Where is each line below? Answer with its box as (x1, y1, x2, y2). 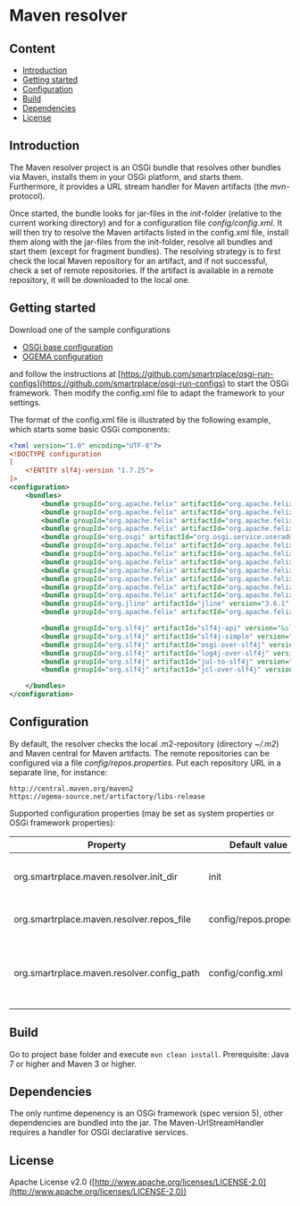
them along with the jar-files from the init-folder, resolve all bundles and (9, 236, 273, 247)
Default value (229, 838, 288, 851)
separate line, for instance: (9, 766, 108, 777)
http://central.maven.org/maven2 (9, 784, 134, 793)
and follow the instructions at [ (9, 368, 121, 379)
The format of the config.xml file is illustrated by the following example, (9, 414, 271, 425)
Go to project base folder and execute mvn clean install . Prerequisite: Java (9, 1048, 289, 1059)
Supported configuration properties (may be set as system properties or (9, 808, 275, 818)
